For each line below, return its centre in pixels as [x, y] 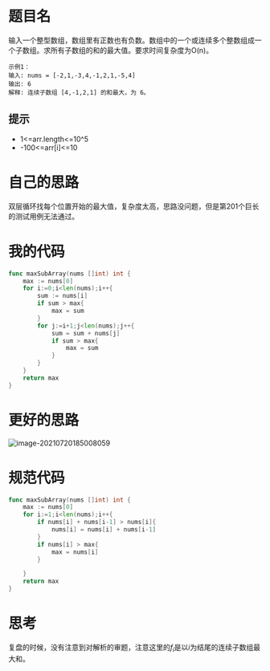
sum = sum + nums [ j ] [86, 333]
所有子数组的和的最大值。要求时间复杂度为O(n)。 [132, 50]
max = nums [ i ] [75, 552]
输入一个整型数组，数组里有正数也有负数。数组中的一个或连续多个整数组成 [131, 40]
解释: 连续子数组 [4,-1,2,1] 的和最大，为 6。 [79, 92]
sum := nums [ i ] [63, 296]
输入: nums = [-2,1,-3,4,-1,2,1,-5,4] [72, 75]
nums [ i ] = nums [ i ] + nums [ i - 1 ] [104, 530]
